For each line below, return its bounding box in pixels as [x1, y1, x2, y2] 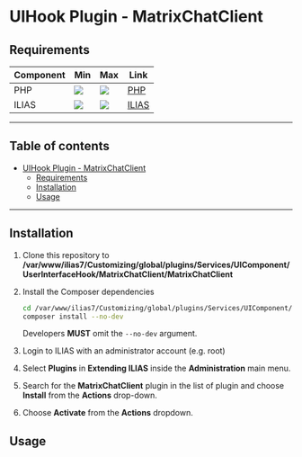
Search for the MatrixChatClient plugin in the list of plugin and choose [22, 381, 285, 391]
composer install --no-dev [22, 312, 124, 321]
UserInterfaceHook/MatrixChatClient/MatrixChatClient [22, 268, 234, 280]
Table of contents [9, 139, 110, 154]
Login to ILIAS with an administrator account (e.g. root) [22, 345, 226, 356]
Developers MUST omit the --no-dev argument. [22, 328, 198, 339]
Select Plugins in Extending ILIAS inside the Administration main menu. [22, 363, 291, 374]
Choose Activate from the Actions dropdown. [22, 408, 193, 418]
